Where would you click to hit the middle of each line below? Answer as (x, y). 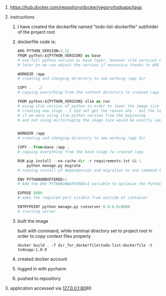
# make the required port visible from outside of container (82, 198)
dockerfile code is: (37, 42)
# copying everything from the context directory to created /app (88, 92)
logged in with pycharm (42, 268)
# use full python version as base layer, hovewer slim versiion (87, 60)
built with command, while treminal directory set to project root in (85, 231)
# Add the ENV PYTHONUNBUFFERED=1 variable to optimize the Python (89, 184)
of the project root (36, 32)
